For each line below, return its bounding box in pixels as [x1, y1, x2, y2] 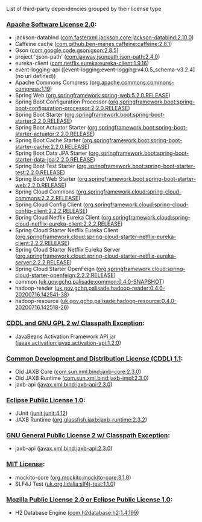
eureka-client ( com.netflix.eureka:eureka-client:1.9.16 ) [14, 60, 150, 67]
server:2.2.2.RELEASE [14, 259, 71, 266]
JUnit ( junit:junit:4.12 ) [14, 409, 68, 417]
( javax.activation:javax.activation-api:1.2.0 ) [14, 339, 122, 347]
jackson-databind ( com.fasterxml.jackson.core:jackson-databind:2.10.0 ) [14, 34, 194, 41]
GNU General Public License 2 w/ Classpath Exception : [6, 431, 170, 440]
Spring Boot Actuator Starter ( [14, 124, 89, 131]
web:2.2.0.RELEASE [14, 181, 65, 189]
